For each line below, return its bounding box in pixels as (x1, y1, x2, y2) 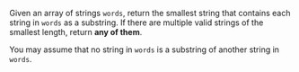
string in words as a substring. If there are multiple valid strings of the (9, 17, 264, 28)
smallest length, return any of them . (9, 27, 143, 37)
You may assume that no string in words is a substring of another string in (9, 44, 280, 55)
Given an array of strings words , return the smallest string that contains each (9, 8, 291, 18)
